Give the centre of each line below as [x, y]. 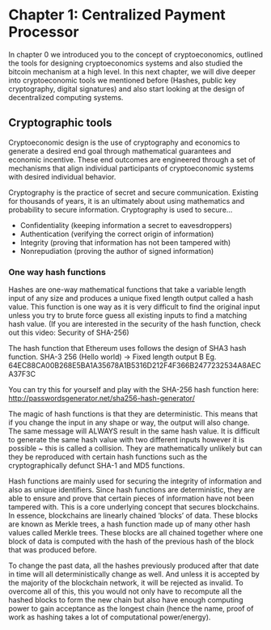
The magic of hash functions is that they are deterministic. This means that [133, 414]
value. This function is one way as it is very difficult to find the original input [134, 307]
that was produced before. [53, 550]
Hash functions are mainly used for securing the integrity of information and [135, 481]
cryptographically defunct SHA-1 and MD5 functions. [97, 466]
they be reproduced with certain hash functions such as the [108, 457]
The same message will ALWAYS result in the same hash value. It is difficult [134, 431]
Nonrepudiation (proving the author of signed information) [117, 251]
